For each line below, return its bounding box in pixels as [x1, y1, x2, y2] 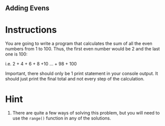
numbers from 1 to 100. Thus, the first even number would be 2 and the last [5, 46, 160, 52]
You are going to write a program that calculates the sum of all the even [5, 40, 152, 46]
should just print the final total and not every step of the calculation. [5, 76, 144, 82]
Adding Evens [5, 4, 49, 12]
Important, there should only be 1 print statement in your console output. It [5, 70, 158, 76]
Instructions [5, 24, 57, 35]
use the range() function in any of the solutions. [12, 115, 111, 121]
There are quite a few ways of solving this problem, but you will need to [12, 110, 160, 116]
